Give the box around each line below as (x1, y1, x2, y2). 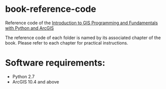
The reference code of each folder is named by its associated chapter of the (5, 35, 161, 41)
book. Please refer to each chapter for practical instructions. (5, 40, 128, 45)
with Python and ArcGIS (5, 25, 54, 31)
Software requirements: (5, 57, 106, 69)
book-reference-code (5, 3, 97, 15)
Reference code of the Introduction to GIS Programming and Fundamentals (5, 20, 158, 26)
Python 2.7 (12, 73, 35, 80)
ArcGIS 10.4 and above (12, 79, 59, 85)
